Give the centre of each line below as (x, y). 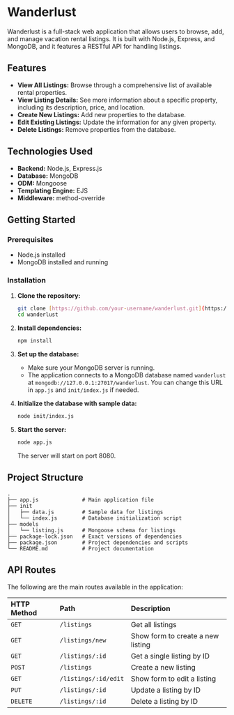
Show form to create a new (175, 635)
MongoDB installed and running (63, 262)
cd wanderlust (38, 315)
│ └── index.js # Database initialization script (95, 518)
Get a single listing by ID (170, 656)
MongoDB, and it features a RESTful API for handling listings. (95, 46)
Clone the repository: (49, 295)
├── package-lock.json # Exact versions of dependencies (95, 536)
